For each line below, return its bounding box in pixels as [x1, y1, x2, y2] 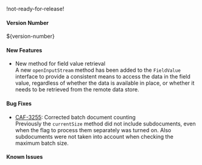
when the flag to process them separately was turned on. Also [15, 126, 172, 133]
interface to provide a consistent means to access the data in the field [15, 73, 190, 80]
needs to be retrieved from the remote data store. [15, 86, 139, 93]
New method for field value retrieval [15, 60, 105, 68]
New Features [6, 46, 43, 54]
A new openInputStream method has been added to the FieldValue [15, 66, 181, 74]
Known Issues [6, 153, 43, 161]
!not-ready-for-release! [6, 5, 64, 12]
